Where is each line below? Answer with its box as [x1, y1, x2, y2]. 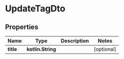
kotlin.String [26, 46, 56, 53]
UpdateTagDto [5, 3, 66, 14]
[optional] [93, 46, 117, 53]
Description [61, 38, 89, 44]
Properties [5, 23, 39, 31]
